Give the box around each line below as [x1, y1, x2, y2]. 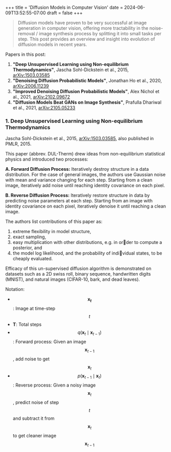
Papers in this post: [5, 51, 46, 57]
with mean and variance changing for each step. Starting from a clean [5, 177, 153, 183]
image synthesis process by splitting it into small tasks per [39, 31, 162, 36]
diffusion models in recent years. [17, 41, 87, 48]
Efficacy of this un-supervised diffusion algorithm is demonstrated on [5, 265, 152, 272]
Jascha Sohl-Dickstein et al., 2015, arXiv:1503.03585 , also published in [5, 135, 154, 142]
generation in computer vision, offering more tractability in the [17, 25, 149, 31]
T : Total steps [12, 322, 42, 328]
